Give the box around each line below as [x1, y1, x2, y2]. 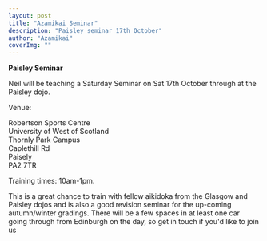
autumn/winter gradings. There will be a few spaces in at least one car [8, 208, 241, 218]
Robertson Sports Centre [8, 118, 90, 128]
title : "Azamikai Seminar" [8, 19, 98, 27]
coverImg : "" [8, 41, 52, 49]
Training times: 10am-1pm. [8, 176, 95, 186]
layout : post [8, 11, 52, 20]
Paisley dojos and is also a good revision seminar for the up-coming [8, 200, 232, 210]
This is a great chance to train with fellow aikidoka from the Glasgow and [8, 192, 248, 201]
